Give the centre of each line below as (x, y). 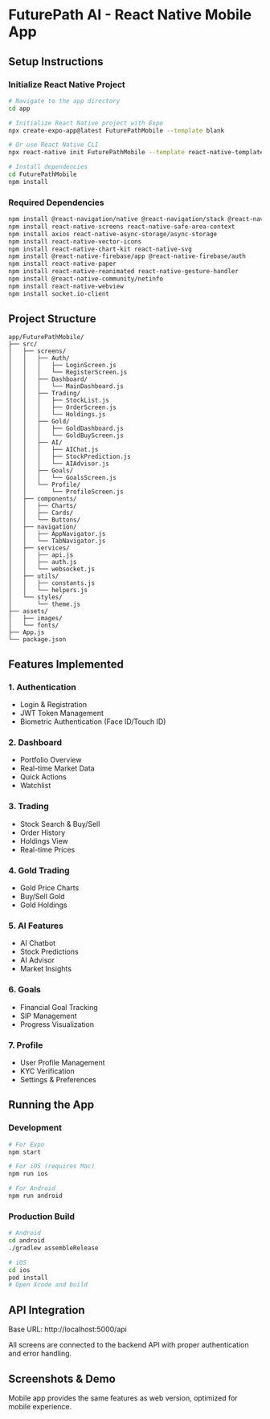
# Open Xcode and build (48, 1285)
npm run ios (28, 1174)
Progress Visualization (57, 1024)
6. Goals (25, 990)
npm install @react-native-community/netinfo (86, 279)
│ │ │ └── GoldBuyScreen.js (66, 436)
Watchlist (35, 786)
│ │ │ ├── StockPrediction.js (70, 457)
